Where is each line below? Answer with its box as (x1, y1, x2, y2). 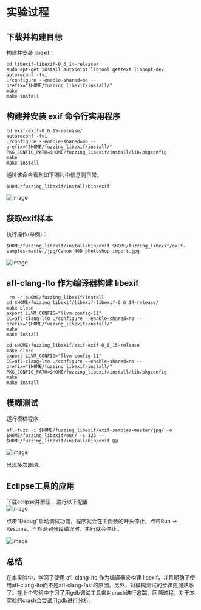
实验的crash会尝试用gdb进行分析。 (6, 597, 94, 604)
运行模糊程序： (6, 415, 44, 422)
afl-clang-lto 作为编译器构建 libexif (6, 278, 139, 288)
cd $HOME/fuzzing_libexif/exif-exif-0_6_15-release (6, 342, 140, 349)
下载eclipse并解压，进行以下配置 (6, 498, 89, 506)
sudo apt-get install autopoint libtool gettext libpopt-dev (6, 66, 165, 73)
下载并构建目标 (6, 32, 63, 42)
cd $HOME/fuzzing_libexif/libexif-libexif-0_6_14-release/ (6, 300, 159, 306)
